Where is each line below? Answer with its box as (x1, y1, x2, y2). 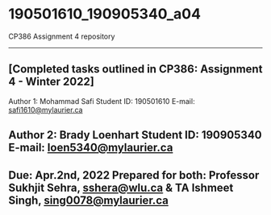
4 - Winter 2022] (8, 75, 94, 89)
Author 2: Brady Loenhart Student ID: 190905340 (8, 128, 262, 142)
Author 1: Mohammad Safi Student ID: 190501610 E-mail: (8, 96, 195, 105)
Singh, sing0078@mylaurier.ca (8, 193, 169, 207)
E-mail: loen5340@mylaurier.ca (8, 141, 173, 155)
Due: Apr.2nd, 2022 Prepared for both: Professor (8, 168, 260, 182)
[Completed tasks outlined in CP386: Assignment (8, 62, 263, 76)
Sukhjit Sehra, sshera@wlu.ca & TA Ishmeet (8, 180, 234, 194)
